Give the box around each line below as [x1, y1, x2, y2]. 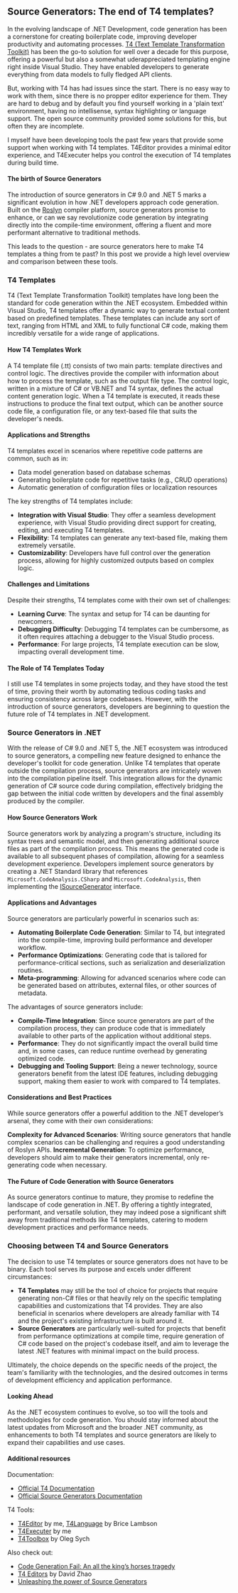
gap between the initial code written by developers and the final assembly [7, 789, 224, 798]
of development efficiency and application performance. [7, 1376, 173, 1384]
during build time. [7, 158, 59, 167]
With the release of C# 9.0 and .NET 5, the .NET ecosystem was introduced [7, 744, 228, 753]
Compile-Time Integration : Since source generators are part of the [17, 1016, 215, 1025]
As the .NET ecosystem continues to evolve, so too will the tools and [7, 1408, 208, 1416]
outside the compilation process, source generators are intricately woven [7, 766, 222, 775]
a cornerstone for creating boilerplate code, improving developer [7, 32, 198, 41]
